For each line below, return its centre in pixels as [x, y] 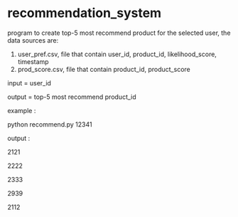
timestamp [33, 61]
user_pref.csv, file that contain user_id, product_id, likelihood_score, [117, 54]
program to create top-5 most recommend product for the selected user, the [119, 33]
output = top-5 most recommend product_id [72, 97]
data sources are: [33, 40]
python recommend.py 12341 [50, 124]
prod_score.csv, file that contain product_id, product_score [104, 69]
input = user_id [29, 83]
